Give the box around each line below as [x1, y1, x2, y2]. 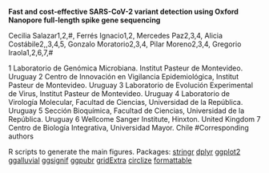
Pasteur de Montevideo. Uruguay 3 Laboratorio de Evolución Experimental [8, 80, 254, 90]
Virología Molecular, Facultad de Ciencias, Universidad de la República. [8, 98, 243, 107]
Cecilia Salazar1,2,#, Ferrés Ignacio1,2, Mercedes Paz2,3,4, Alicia [8, 31, 223, 40]
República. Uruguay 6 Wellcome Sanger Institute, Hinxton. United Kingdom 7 [8, 115, 261, 123]
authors [8, 131, 34, 141]
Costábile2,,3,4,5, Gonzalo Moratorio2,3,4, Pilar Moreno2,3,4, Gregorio [8, 39, 242, 49]
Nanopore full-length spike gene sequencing [8, 15, 161, 25]
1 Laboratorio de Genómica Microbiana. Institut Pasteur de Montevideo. [8, 63, 243, 73]
